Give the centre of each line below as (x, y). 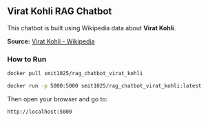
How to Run (27, 59)
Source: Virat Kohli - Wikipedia (51, 41)
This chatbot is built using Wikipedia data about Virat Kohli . (92, 28)
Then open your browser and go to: (58, 99)
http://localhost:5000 (40, 112)
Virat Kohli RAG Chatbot (60, 11)
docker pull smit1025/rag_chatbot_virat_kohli (75, 74)
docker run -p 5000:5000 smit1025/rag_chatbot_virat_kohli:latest (104, 85)
